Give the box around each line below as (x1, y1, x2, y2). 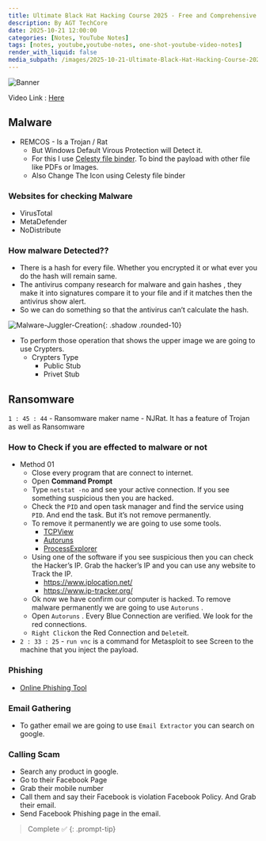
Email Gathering (8, 702, 71, 713)
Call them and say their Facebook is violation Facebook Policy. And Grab (19, 792, 256, 801)
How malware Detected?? (8, 245, 109, 256)
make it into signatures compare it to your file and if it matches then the (19, 289, 253, 298)
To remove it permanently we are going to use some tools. (31, 518, 222, 528)
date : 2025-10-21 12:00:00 (8, 26, 97, 34)
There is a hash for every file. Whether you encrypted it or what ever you (19, 263, 257, 273)
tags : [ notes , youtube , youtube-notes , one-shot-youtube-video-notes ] (8, 41, 243, 49)
